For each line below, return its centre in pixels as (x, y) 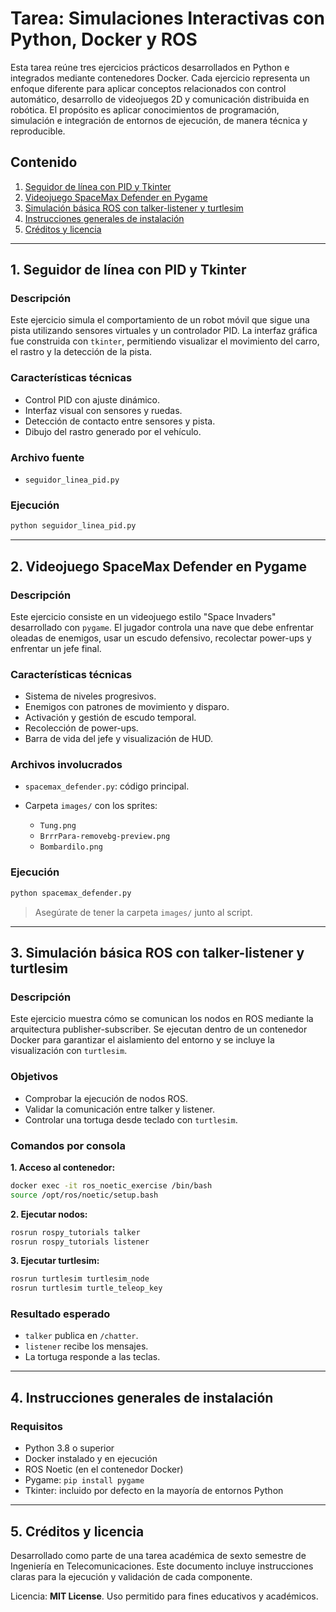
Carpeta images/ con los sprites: (91, 806)
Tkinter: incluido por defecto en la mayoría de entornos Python (154, 1491)
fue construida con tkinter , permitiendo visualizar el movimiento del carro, (165, 341)
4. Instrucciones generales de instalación (142, 1397)
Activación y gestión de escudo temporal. (110, 718)
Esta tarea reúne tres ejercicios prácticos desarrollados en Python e (150, 67)
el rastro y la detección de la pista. (81, 352)
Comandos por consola (68, 1145)
